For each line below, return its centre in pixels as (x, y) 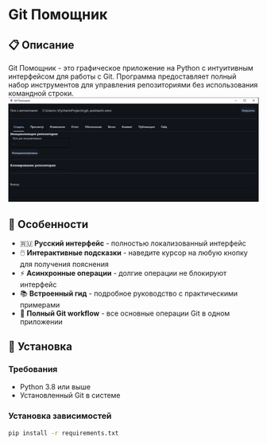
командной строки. (41, 93)
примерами (40, 304)
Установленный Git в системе (70, 395)
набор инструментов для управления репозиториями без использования (133, 85)
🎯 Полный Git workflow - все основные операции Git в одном (125, 313)
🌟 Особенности (48, 224)
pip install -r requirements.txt (64, 433)
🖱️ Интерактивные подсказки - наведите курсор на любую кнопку (133, 253)
